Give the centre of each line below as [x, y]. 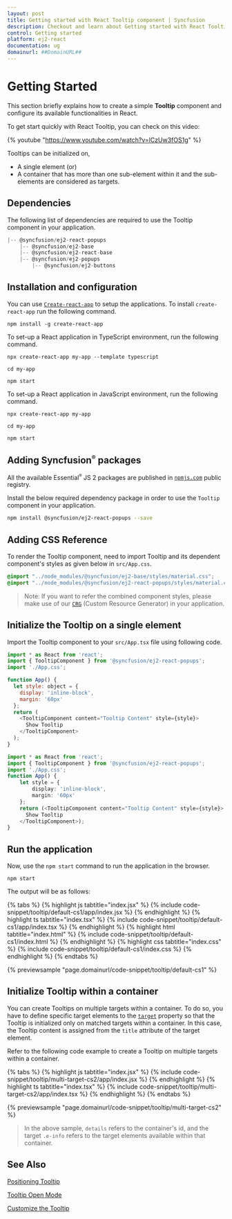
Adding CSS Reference [57, 540]
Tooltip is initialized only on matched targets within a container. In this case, [115, 1023]
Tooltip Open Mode [35, 1195]
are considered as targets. [82, 181]
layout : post [26, 14]
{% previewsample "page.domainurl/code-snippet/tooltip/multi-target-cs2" [115, 1107]
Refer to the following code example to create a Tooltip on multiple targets [113, 1051]
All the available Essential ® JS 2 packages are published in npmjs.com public [114, 477]
